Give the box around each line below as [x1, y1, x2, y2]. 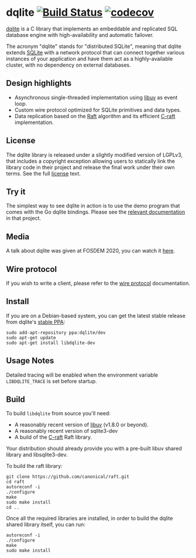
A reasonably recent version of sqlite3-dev [14, 428, 118, 435]
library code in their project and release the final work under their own [6, 164, 175, 171]
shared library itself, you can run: [6, 521, 86, 528]
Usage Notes [6, 356, 54, 366]
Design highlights [6, 78, 72, 88]
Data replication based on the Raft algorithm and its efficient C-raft [14, 112, 176, 119]
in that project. [6, 215, 42, 222]
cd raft [6, 479, 25, 485]
